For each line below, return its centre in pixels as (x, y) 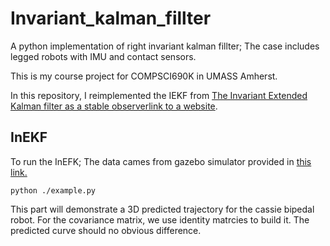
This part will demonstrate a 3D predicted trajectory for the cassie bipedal (162, 209)
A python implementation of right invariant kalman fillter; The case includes (165, 46)
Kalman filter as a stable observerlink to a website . (114, 106)
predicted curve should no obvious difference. (106, 230)
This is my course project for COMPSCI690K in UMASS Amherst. (144, 76)
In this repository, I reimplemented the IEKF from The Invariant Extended (159, 95)
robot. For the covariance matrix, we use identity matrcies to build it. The (160, 219)
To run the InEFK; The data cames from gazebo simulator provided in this (161, 161)
